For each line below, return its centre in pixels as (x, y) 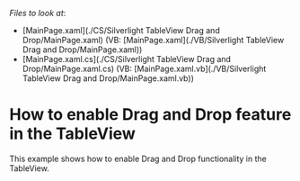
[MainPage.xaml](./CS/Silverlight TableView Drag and (121, 30)
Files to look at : (38, 13)
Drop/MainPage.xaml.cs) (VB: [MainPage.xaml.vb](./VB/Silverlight (144, 68)
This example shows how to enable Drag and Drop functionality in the (138, 158)
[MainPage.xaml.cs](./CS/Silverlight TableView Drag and (127, 59)
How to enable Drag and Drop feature (150, 115)
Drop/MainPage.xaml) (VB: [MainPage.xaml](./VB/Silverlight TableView (153, 40)
